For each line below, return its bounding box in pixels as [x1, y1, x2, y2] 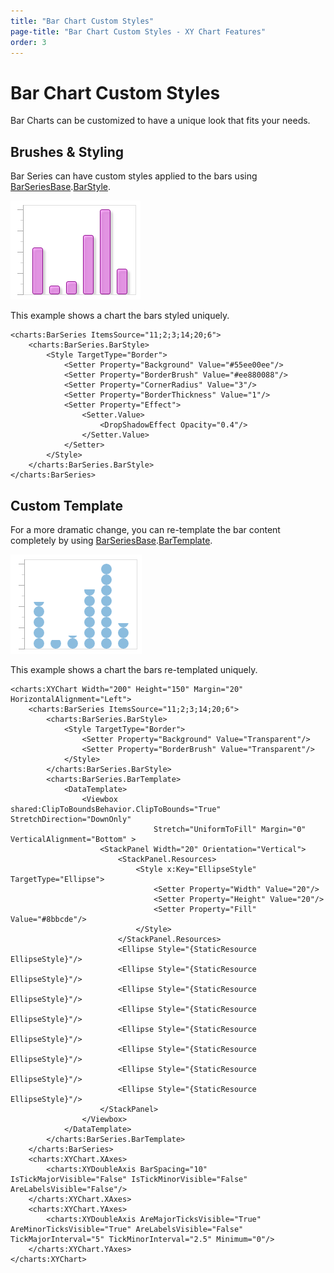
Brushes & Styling [10, 143, 125, 160]
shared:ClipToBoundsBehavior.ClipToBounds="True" [10, 804, 222, 814]
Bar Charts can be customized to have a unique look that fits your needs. [10, 115, 311, 127]
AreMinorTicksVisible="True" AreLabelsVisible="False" [10, 1224, 244, 1234]
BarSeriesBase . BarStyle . [10, 181, 112, 193]
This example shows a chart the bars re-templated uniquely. [10, 663, 258, 675]
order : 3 [10, 37, 47, 47]
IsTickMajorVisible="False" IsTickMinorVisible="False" [10, 1174, 248, 1184]
